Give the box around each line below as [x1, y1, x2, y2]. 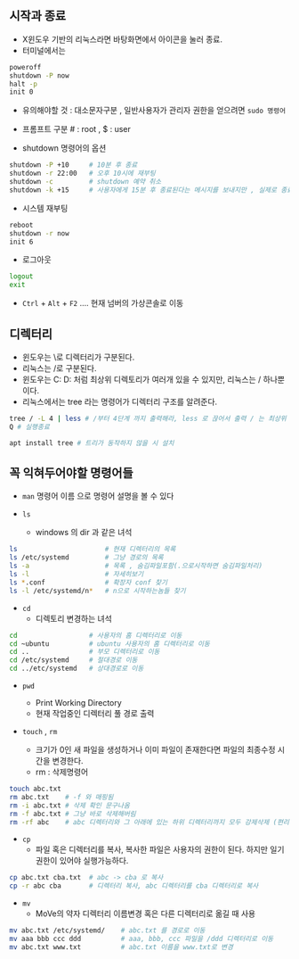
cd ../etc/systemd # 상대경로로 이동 [9, 664, 144, 674]
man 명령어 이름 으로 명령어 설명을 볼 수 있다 [21, 491, 174, 501]
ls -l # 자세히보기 [9, 570, 144, 579]
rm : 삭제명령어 [35, 766, 89, 778]
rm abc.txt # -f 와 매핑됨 [9, 792, 114, 801]
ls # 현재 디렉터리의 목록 [9, 545, 176, 554]
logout [9, 272, 34, 281]
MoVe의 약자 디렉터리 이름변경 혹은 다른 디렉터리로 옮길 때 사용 [35, 908, 256, 919]
